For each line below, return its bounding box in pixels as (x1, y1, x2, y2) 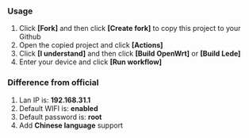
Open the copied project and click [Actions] (18, 40, 163, 50)
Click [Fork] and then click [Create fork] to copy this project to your (18, 24, 241, 33)
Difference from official (7, 77, 99, 88)
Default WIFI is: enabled (18, 103, 98, 113)
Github (18, 32, 41, 41)
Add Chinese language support (18, 121, 124, 130)
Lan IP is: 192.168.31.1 (18, 95, 91, 105)
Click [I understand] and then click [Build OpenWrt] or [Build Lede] (18, 49, 241, 59)
